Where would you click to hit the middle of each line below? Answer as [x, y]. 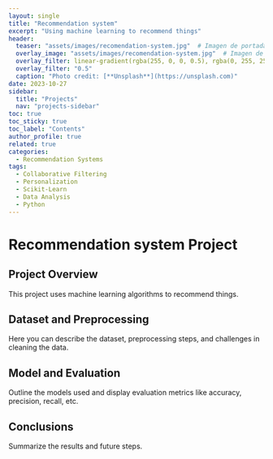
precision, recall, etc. [43, 401]
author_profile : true [45, 136]
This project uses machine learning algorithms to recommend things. [123, 294]
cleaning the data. [39, 347]
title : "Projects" [47, 99]
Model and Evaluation [64, 373]
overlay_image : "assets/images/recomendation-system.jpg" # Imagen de [140, 54]
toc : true [25, 114]
